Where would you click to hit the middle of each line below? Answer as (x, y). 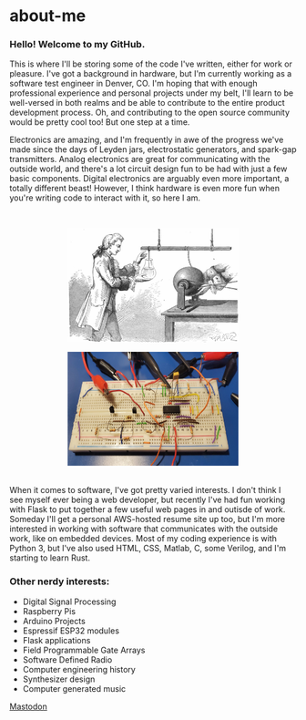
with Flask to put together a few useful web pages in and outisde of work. (148, 509)
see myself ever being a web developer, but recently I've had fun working (148, 500)
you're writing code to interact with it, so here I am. (105, 198)
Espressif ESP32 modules (71, 631)
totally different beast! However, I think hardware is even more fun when (145, 189)
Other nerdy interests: (60, 581)
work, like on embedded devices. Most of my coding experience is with (143, 539)
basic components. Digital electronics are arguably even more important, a (149, 179)
